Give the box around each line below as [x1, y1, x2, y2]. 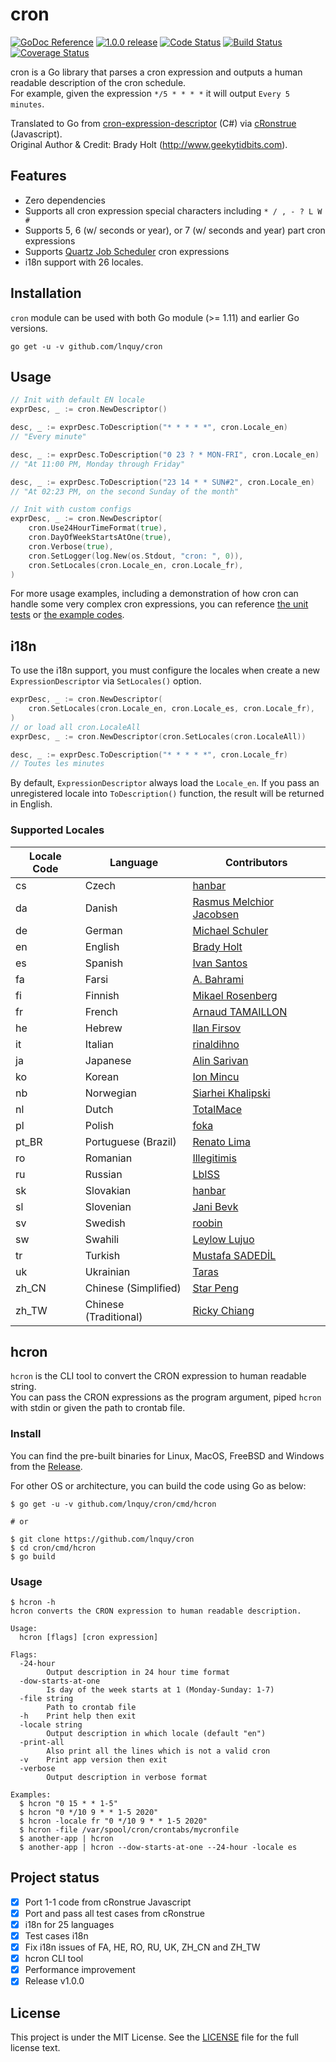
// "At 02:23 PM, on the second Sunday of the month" [10, 486, 240, 497]
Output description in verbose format [46, 1773, 208, 1783]
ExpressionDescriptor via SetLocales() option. [10, 675, 202, 687]
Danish [84, 901, 118, 915]
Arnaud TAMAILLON [192, 1004, 288, 1018]
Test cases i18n [24, 1930, 89, 1942]
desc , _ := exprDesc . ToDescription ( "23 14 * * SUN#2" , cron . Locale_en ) [10, 477, 315, 487]
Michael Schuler [192, 923, 269, 937]
